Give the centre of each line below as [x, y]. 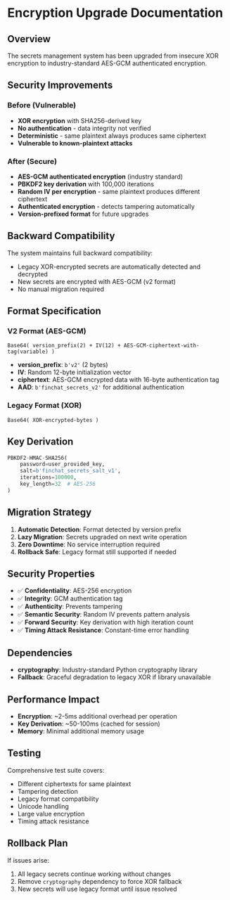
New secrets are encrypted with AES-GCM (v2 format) [96, 281]
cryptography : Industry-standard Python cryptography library [108, 670]
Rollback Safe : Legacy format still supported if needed [97, 552]
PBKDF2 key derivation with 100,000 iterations [86, 184]
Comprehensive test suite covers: [56, 770]
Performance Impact [53, 699]
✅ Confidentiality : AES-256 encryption [75, 591]
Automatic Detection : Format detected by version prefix [99, 529]
